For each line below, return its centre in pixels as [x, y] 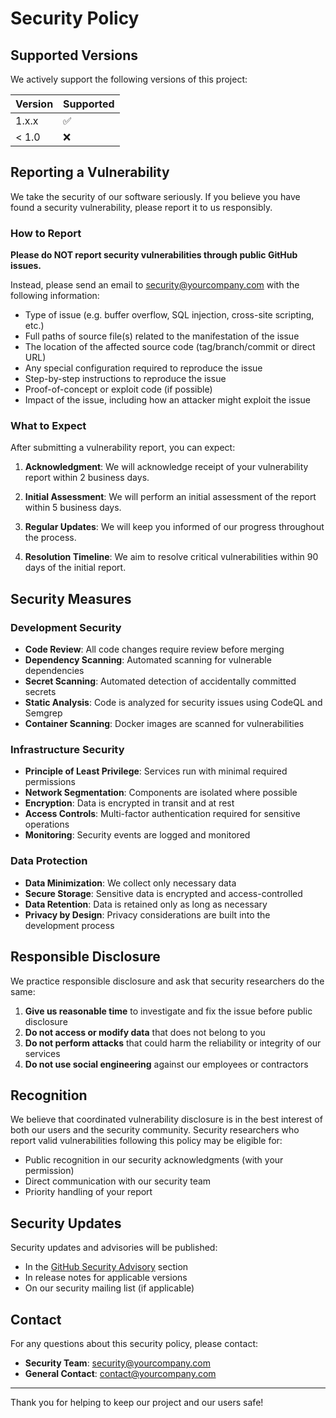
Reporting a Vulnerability [90, 172]
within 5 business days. [73, 508]
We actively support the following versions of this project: [129, 79]
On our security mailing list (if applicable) [109, 1288]
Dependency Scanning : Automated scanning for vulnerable [148, 660]
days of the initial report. [75, 568]
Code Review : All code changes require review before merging [154, 649]
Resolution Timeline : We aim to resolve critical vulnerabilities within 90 [171, 557]
